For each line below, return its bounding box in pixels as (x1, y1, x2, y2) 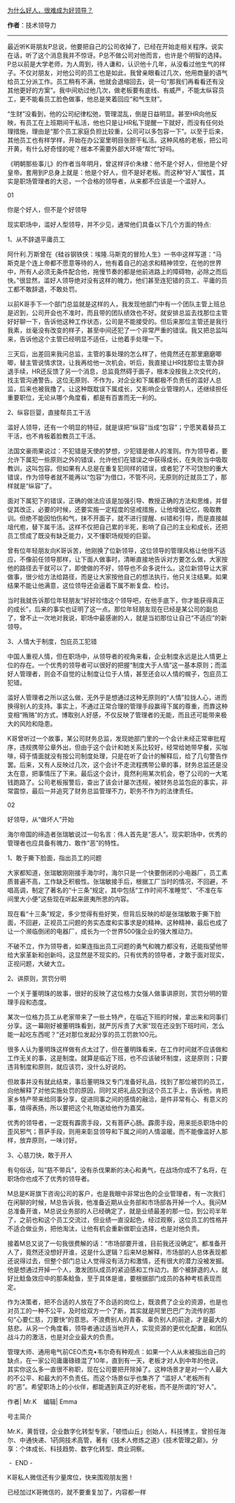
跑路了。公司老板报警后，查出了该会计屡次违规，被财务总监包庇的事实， (13, 778, 222, 786)
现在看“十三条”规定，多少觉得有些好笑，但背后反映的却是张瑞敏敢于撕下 (7, 910, 215, 918)
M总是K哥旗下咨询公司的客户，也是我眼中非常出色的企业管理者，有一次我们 (7, 1190, 226, 1197)
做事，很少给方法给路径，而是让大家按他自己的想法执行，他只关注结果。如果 (7, 573, 228, 580)
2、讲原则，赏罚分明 (7, 974, 66, 983)
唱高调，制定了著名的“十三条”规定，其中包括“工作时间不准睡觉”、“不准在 (7, 886, 217, 894)
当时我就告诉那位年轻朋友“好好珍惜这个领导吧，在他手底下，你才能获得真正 (7, 597, 225, 604)
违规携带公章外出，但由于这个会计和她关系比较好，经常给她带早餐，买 (19, 743, 222, 751)
